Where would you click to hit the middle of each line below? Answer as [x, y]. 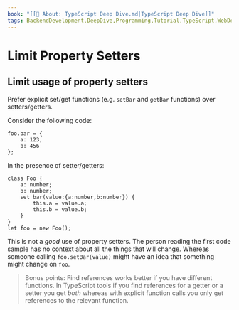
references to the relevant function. [76, 300]
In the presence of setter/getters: [56, 165]
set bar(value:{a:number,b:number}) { [78, 197]
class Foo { [25, 178]
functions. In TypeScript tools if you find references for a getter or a [124, 285]
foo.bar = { [25, 133]
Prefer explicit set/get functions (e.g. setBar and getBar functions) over [111, 99]
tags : [15, 21]
